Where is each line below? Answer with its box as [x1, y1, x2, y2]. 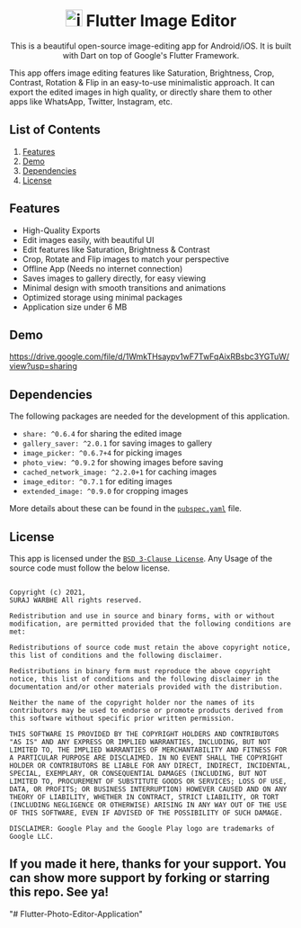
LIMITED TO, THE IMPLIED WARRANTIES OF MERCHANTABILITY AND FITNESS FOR [9, 745, 288, 754]
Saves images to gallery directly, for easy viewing [22, 273, 207, 284]
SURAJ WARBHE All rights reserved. [9, 596, 143, 605]
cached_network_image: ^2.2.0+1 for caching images [22, 466, 217, 477]
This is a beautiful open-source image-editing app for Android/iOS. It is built [10, 41, 292, 51]
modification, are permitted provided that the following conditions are [9, 619, 292, 628]
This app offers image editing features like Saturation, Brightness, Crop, [9, 68, 275, 78]
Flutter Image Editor [85, 11, 237, 32]
